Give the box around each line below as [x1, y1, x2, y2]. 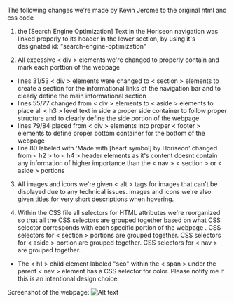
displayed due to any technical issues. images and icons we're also [17, 188, 212, 195]
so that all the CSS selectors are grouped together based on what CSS [17, 216, 221, 224]
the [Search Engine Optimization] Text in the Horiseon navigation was [17, 27, 219, 35]
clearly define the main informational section [17, 91, 146, 100]
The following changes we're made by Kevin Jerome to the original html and [7, 6, 227, 14]
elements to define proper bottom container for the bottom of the [17, 129, 205, 137]
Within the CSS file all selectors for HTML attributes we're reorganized [17, 209, 221, 217]
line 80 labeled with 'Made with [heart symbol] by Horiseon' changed [17, 144, 218, 152]
